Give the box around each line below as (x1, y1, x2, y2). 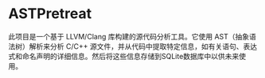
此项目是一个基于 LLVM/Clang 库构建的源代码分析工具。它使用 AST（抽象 (8, 32, 249, 41)
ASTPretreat (8, 5, 92, 23)
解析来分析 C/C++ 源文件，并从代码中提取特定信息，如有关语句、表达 (29, 41, 257, 51)
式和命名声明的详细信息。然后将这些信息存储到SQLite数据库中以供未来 (8, 51, 240, 61)
